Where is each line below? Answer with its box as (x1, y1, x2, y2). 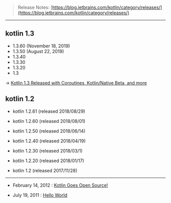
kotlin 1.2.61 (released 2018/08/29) (12, 108, 85, 114)
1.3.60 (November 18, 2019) (12, 43, 70, 49)
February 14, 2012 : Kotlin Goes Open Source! (12, 182, 108, 188)
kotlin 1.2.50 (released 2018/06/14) (12, 128, 85, 134)
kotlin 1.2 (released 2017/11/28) (12, 167, 78, 173)
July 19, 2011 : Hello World (12, 192, 68, 198)
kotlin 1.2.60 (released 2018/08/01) (12, 118, 85, 124)
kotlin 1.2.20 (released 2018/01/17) (12, 158, 84, 164)
